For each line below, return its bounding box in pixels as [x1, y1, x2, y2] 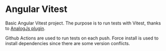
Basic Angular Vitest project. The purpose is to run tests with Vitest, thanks [5, 20, 161, 26]
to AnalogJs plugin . [5, 25, 45, 31]
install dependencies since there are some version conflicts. [5, 40, 130, 46]
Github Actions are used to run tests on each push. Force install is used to [5, 35, 159, 41]
